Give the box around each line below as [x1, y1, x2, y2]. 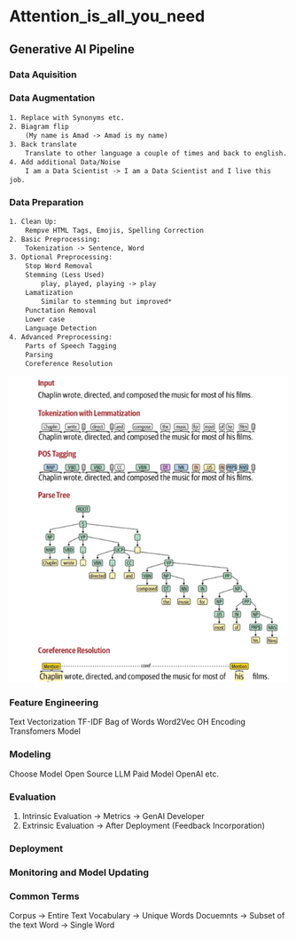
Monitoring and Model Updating [9, 866, 149, 879]
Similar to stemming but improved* [41, 298, 173, 306]
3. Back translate [9, 139, 77, 148]
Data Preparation [9, 195, 84, 208]
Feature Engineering [9, 696, 99, 709]
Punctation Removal [25, 306, 97, 315]
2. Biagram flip [9, 122, 69, 131]
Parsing [25, 351, 53, 360]
